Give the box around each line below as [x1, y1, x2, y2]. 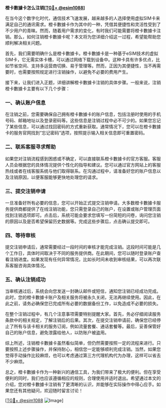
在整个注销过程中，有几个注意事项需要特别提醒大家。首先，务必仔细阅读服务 [5, 311, 161, 317]
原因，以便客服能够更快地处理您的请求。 [18, 174, 100, 180]
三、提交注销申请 [5, 188, 46, 195]
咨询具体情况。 [18, 263, 48, 269]
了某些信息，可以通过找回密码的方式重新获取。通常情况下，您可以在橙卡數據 [5, 123, 161, 130]
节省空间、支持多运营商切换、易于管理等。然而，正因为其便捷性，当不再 [9, 63, 157, 69]
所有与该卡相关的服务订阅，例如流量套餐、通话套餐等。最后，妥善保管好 [13, 324, 161, 329]
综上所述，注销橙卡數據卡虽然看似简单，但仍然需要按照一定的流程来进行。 [5, 340, 157, 346]
